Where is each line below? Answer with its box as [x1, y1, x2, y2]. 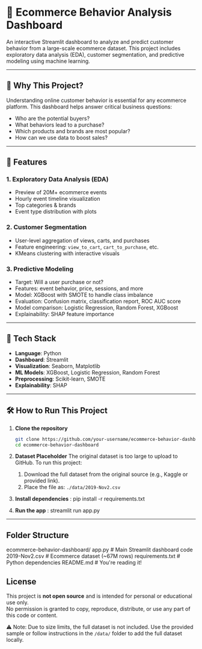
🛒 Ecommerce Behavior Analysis [6, 5, 173, 19]
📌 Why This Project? [6, 81, 84, 91]
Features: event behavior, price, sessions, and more [14, 285, 143, 292]
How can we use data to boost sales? [14, 134, 108, 141]
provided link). [23, 477, 60, 484]
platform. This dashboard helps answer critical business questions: [6, 103, 173, 110]
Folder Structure [6, 530, 69, 540]
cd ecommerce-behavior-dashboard [14, 442, 99, 448]
